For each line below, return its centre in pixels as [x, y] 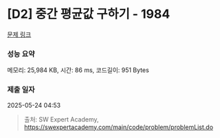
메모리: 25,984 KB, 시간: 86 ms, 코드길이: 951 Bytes [78, 70]
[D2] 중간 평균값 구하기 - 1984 [89, 14]
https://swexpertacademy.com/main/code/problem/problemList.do [119, 127]
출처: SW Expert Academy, [61, 119]
